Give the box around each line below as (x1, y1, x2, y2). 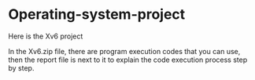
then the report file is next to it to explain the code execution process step (8, 55, 248, 64)
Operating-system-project (8, 5, 186, 24)
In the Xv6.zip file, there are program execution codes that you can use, (8, 46, 241, 56)
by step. (8, 63, 35, 72)
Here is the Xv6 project (8, 31, 83, 41)
